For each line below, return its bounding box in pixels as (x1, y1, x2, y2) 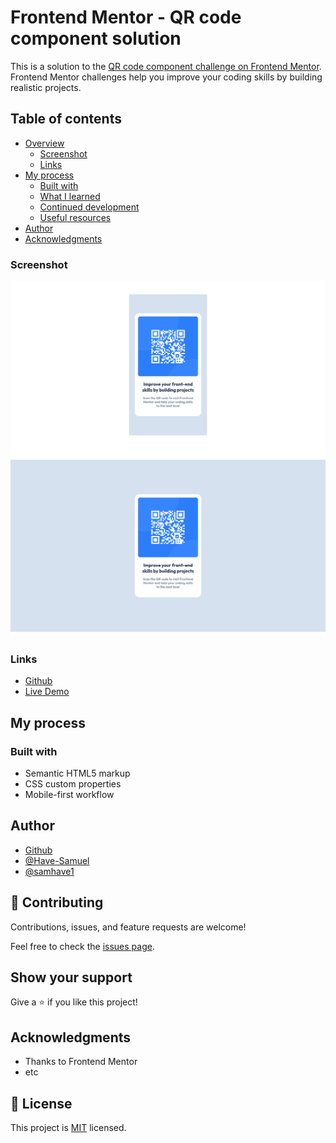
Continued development (39, 201, 140, 213)
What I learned (39, 190, 101, 202)
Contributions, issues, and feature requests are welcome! (10, 921, 247, 933)
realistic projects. (10, 81, 82, 93)
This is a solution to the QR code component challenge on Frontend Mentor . (10, 60, 322, 72)
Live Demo (24, 686, 70, 698)
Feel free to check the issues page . (10, 940, 155, 952)
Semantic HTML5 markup (24, 767, 131, 780)
